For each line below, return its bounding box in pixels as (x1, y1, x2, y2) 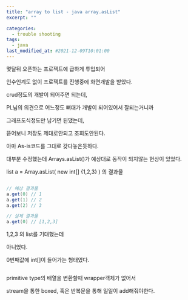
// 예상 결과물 (6, 185, 38, 191)
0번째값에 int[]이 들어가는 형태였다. (6, 256, 90, 264)
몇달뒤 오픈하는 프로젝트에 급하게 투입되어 (6, 65, 106, 73)
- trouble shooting (12, 31, 61, 37)
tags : (6, 37, 20, 43)
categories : (6, 25, 36, 31)
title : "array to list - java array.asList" (6, 8, 121, 15)
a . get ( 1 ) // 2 (6, 197, 42, 203)
